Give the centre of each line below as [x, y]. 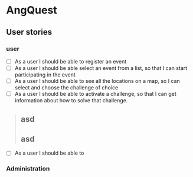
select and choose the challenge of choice [66, 88]
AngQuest [32, 10]
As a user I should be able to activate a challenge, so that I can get [96, 94]
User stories [29, 32]
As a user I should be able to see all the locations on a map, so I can [97, 81]
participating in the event [45, 75]
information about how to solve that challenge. [71, 101]
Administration [28, 169]
